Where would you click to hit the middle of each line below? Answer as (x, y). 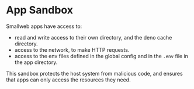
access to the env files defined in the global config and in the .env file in (101, 56)
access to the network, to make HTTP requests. (72, 49)
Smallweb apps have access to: (44, 26)
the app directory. (36, 62)
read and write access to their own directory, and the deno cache (93, 37)
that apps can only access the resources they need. (68, 80)
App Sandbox (40, 10)
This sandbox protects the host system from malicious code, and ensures (94, 73)
